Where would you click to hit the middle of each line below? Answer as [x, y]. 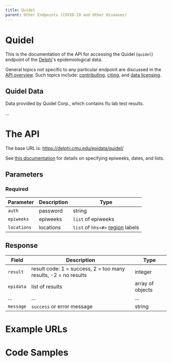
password [51, 210]
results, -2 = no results [59, 275]
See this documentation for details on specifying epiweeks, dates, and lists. [85, 158]
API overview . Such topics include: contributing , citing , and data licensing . [83, 75]
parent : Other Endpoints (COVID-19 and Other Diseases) [66, 15]
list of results [47, 286]
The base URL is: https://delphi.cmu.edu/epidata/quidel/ [64, 148]
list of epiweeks [93, 219]
